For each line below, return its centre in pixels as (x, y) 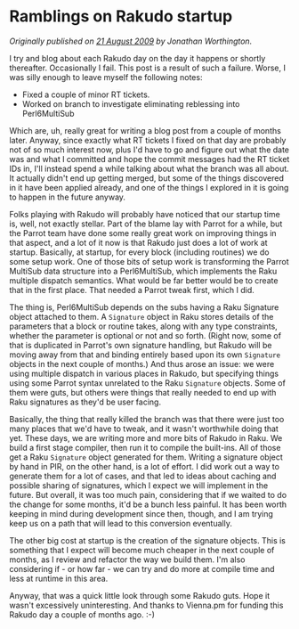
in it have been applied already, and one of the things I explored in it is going (149, 187)
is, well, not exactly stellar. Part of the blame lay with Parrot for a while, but (146, 224)
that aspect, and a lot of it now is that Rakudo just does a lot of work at (139, 242)
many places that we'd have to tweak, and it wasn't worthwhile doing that (144, 429)
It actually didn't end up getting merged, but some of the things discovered (147, 178)
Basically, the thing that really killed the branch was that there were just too (147, 419)
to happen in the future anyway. (68, 197)
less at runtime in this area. (59, 578)
